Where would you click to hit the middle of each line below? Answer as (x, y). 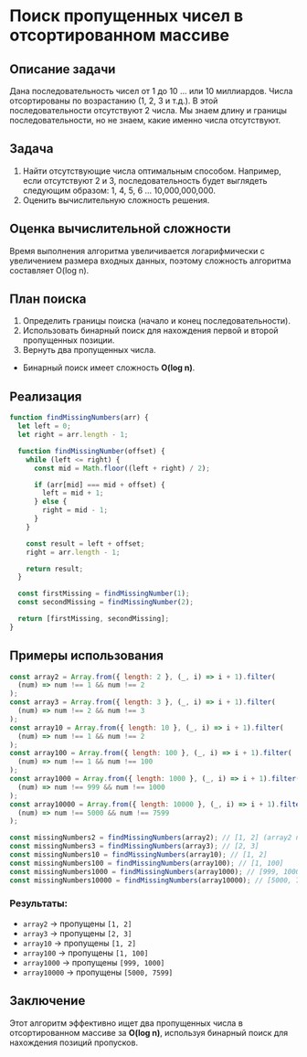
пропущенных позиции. (69, 340)
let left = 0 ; (44, 426)
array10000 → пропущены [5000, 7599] (98, 972)
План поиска (48, 299)
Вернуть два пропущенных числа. (90, 350)
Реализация (46, 396)
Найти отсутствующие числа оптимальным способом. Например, (152, 171)
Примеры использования (87, 656)
